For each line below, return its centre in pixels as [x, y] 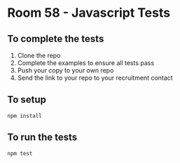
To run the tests [42, 137]
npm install [25, 116]
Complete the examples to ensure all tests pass [86, 63]
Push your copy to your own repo [65, 70]
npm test [20, 153]
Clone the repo [39, 55]
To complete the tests [56, 39]
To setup [27, 100]
